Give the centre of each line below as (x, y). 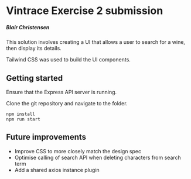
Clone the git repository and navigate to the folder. (67, 103)
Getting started (35, 78)
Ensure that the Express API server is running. (62, 92)
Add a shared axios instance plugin (57, 170)
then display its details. (34, 49)
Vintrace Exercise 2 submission (85, 11)
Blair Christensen (28, 27)
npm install (21, 114)
